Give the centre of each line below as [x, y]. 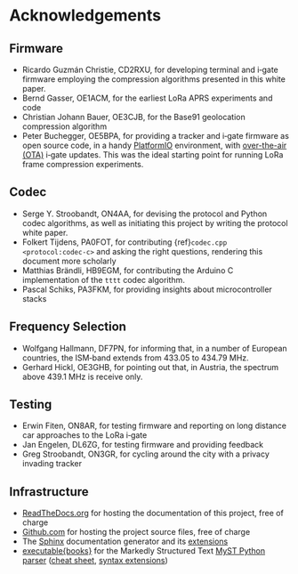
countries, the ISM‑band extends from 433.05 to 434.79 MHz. [135, 358]
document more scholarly [69, 261]
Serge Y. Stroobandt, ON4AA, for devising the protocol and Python [145, 214]
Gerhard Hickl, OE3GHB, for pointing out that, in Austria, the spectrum [150, 367]
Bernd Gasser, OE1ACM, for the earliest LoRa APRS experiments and [147, 98]
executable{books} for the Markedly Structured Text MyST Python [143, 551]
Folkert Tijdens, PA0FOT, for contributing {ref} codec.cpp [125, 242]
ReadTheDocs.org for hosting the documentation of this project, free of [153, 513]
